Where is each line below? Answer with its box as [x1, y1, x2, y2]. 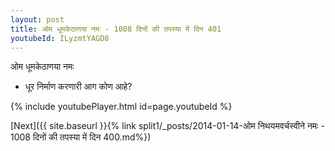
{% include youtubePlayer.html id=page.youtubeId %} [10, 101, 233, 113]
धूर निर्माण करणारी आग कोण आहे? [24, 81, 133, 93]
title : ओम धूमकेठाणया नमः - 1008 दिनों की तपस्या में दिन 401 [10, 24, 222, 34]
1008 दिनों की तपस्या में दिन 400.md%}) [10, 131, 152, 143]
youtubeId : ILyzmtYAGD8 [10, 33, 110, 43]
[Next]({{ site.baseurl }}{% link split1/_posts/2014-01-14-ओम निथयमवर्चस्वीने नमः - [10, 120, 325, 132]
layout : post [10, 14, 65, 25]
